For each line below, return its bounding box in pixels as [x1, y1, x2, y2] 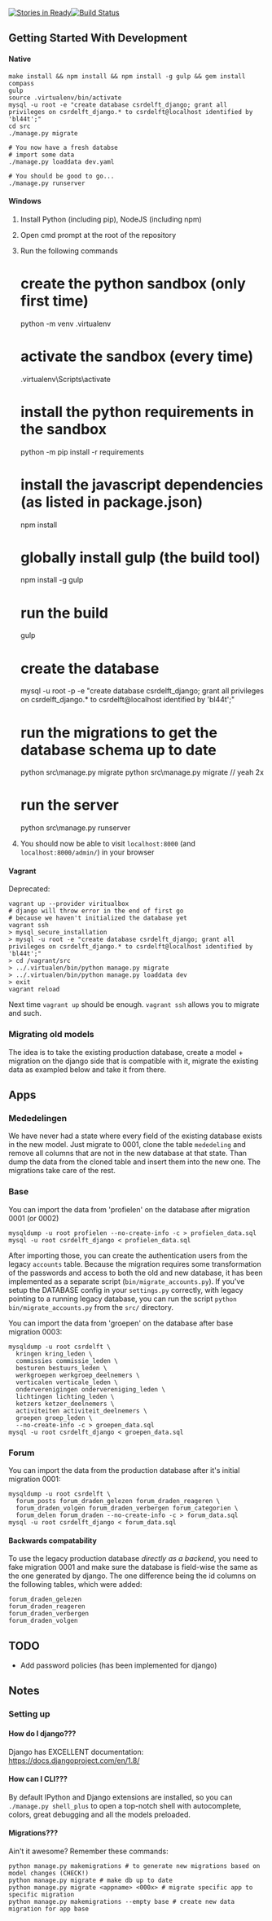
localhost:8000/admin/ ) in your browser [20, 847, 155, 857]
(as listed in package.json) [20, 493, 204, 511]
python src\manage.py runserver [20, 823, 131, 833]
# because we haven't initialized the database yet [8, 914, 187, 922]
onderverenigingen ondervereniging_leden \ [15, 1385, 165, 1393]
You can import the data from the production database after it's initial [8, 1466, 240, 1475]
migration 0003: [8, 1326, 63, 1336]
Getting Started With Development [8, 31, 187, 45]
